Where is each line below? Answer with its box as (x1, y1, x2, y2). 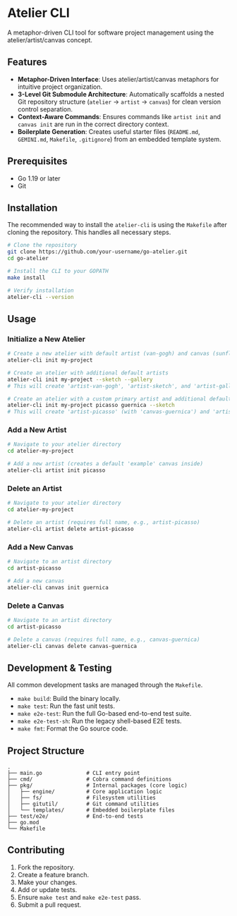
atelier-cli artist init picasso (7, 467, 106, 474)
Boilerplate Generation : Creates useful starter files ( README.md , (17, 127, 200, 135)
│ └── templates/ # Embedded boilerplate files (7, 807, 175, 814)
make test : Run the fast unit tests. (17, 702, 115, 710)
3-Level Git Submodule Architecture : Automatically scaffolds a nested (17, 90, 224, 98)
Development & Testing (7, 661, 112, 674)
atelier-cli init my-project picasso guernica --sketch (7, 402, 175, 409)
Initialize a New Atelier (7, 334, 86, 343)
